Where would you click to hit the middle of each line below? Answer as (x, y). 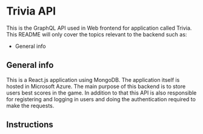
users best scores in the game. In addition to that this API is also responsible (101, 93)
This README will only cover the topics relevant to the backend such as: (97, 34)
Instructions (30, 125)
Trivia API (31, 11)
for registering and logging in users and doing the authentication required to (101, 99)
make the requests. (30, 106)
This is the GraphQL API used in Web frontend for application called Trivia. (99, 28)
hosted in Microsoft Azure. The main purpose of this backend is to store (96, 86)
